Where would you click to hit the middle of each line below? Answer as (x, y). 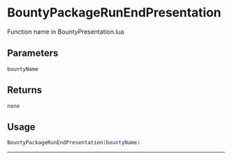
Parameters (33, 53)
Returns (25, 90)
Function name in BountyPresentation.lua (66, 32)
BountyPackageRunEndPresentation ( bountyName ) (74, 143)
